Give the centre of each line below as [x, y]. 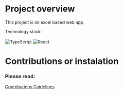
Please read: [20, 77]
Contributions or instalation [62, 61]
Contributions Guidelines [30, 87]
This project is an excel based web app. [45, 22]
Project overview [40, 9]
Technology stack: [24, 31]
